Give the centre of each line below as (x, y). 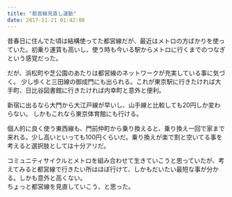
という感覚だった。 (35, 58)
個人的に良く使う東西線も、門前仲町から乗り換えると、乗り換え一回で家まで (116, 128)
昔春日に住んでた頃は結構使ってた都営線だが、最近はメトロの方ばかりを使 (113, 41)
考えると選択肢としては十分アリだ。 (59, 146)
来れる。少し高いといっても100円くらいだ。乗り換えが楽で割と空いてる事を (115, 137)
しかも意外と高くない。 (53, 178)
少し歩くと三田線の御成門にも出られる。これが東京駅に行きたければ (118, 81)
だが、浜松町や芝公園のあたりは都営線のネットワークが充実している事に (110, 73)
